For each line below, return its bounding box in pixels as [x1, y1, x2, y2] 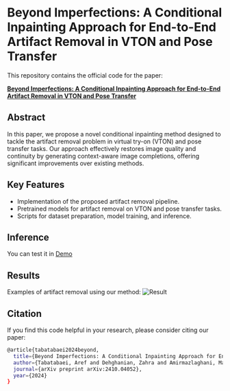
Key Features [7, 179, 65, 191]
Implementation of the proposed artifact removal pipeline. [16, 197, 180, 205]
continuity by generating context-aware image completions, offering [7, 152, 200, 160]
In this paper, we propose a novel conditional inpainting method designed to [7, 130, 221, 138]
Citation [7, 307, 42, 320]
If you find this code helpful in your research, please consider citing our [7, 326, 209, 334]
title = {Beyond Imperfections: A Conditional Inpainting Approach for [13, 353, 216, 359]
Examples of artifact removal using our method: [7, 288, 142, 296]
